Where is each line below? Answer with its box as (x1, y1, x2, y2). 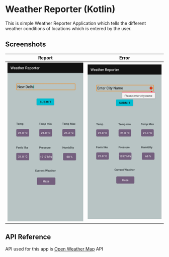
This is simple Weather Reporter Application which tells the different (5, 20, 146, 26)
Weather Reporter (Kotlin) (5, 4, 116, 15)
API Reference (5, 232, 51, 241)
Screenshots (5, 40, 46, 49)
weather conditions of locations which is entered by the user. (5, 25, 132, 31)
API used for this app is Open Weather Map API (5, 246, 103, 252)
